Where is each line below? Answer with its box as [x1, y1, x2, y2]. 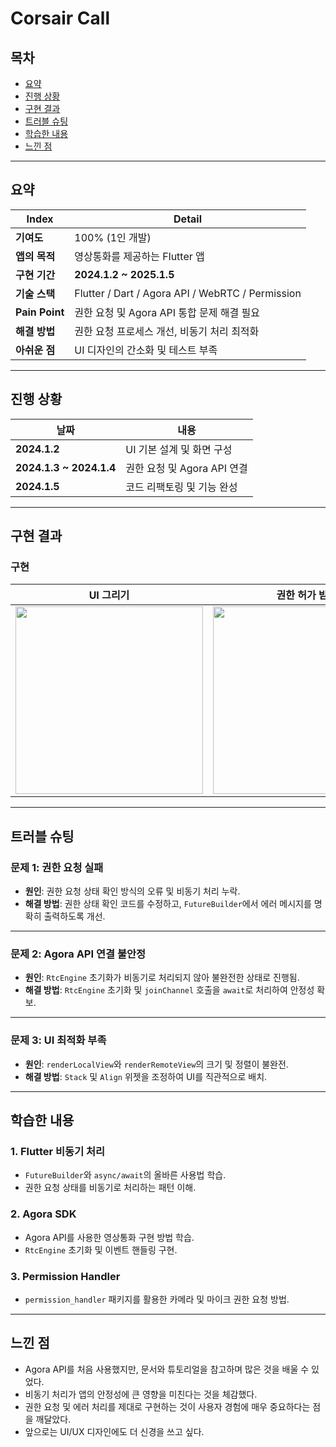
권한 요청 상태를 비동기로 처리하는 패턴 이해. [24, 1182, 197, 1194]
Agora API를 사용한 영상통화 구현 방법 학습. [24, 1231, 195, 1243]
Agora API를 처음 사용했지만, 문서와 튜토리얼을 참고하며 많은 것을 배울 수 [24, 1363, 310, 1375]
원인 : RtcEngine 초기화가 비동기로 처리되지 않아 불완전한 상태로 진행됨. [24, 972, 300, 984]
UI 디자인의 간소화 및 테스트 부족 [74, 343, 218, 357]
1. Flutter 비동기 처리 [10, 1144, 106, 1158]
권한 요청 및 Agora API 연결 [125, 461, 248, 475]
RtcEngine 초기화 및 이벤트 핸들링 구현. [24, 1243, 178, 1256]
